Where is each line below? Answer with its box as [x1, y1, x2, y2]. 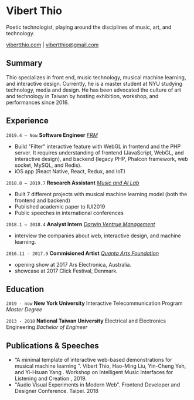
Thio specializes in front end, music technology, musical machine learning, [6, 73, 186, 80]
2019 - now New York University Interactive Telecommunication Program [6, 300, 183, 307]
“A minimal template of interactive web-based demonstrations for [14, 357, 172, 364]
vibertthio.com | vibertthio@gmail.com [6, 41, 99, 48]
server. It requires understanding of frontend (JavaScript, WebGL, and [14, 149, 184, 156]
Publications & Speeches [6, 341, 99, 351]
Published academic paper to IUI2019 [14, 203, 105, 210]
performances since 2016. [6, 99, 69, 106]
